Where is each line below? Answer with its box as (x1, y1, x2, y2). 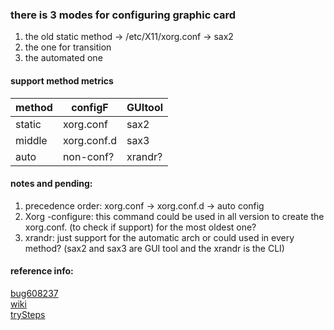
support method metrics (10, 74, 114, 87)
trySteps (10, 308, 46, 320)
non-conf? (62, 149, 115, 163)
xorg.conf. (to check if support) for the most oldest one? (24, 221, 257, 233)
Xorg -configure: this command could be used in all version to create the (24, 210, 325, 222)
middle (15, 133, 48, 147)
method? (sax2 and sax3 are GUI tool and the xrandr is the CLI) (24, 242, 285, 254)
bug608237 (10, 287, 59, 299)
